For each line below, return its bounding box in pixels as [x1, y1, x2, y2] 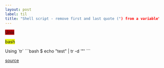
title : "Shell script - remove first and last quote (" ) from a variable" [5, 16, 161, 21]
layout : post [5, 7, 32, 12]
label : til [5, 12, 27, 17]
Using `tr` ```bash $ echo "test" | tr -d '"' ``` [5, 48, 91, 54]
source [5, 58, 20, 64]
